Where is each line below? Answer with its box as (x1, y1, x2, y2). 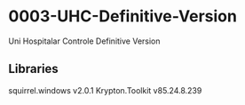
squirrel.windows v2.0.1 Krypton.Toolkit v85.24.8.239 (8, 85, 202, 95)
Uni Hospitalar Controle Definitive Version (8, 36, 161, 46)
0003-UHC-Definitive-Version (8, 6, 237, 27)
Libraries (8, 61, 59, 77)
